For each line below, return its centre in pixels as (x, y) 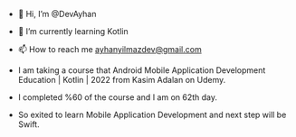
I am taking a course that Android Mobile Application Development (142, 70)
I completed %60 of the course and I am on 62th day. (118, 97)
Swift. (29, 124)
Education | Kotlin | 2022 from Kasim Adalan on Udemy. (122, 80)
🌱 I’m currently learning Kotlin (73, 31)
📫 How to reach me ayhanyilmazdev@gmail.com (110, 49)
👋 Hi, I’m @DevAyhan (57, 14)
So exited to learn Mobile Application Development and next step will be (152, 114)
